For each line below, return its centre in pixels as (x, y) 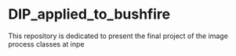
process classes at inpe (46, 44)
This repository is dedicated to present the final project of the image (118, 36)
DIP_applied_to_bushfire (89, 14)
